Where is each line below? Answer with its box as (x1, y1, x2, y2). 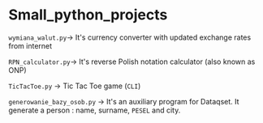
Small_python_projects (8, 6, 168, 24)
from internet (8, 40, 53, 50)
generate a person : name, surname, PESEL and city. (8, 105, 181, 115)
